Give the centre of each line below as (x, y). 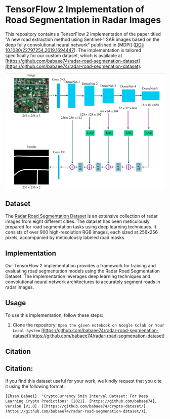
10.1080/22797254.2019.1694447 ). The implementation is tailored (73, 50)
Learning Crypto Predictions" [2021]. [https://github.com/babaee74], (81, 401)
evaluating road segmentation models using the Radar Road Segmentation (83, 271)
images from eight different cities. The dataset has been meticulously (78, 221)
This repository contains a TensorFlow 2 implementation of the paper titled (83, 34)
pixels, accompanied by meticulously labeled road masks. (65, 237)
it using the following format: (35, 386)
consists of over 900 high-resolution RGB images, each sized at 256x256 (82, 232)
